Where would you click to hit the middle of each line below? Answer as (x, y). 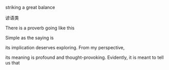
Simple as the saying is (29, 38)
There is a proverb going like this (40, 28)
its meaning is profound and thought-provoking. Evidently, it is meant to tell (84, 57)
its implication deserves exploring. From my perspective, (65, 47)
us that (13, 63)
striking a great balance (30, 7)
